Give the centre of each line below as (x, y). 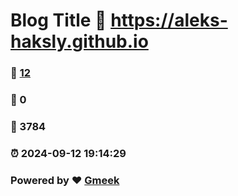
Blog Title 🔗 (58, 20)
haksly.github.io (79, 41)
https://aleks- (169, 20)
